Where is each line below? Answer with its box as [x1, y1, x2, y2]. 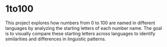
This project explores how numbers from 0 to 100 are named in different [5, 20, 155, 26]
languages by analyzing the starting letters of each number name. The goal [5, 25, 162, 31]
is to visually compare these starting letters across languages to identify [5, 30, 155, 36]
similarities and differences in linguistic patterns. [5, 36, 106, 42]
